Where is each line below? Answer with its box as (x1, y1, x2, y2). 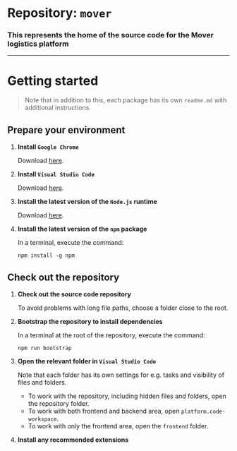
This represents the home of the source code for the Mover (7, 30, 214, 40)
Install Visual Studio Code (17, 170, 95, 179)
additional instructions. (24, 104, 92, 112)
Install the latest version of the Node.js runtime (17, 198, 157, 206)
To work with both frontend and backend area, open (28, 407, 180, 416)
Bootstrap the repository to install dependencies (17, 318, 164, 326)
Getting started (7, 73, 99, 89)
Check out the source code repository (17, 290, 132, 299)
